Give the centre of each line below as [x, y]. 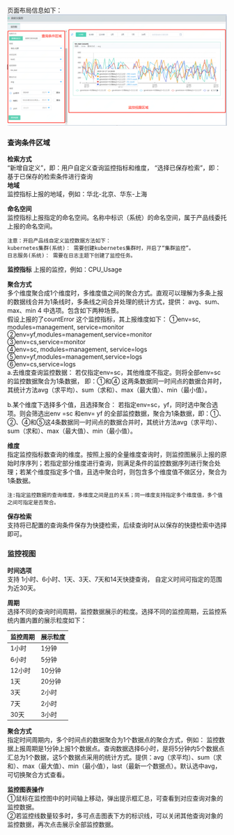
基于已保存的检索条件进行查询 [50, 177]
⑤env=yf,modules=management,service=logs [75, 357]
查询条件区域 [29, 142]
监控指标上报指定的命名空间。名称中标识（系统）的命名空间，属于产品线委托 [117, 218]
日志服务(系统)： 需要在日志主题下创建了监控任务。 [71, 256]
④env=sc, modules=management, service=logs [77, 349]
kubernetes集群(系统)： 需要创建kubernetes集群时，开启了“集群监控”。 [101, 249]
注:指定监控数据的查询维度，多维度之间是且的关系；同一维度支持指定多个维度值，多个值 [115, 495]
